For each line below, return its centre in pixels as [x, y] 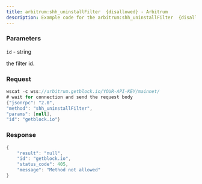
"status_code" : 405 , [43, 164]
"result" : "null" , [40, 153]
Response [21, 135]
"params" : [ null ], [29, 114]
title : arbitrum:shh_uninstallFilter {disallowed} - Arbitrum [87, 12]
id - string [19, 51]
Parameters [23, 39]
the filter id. [20, 63]
